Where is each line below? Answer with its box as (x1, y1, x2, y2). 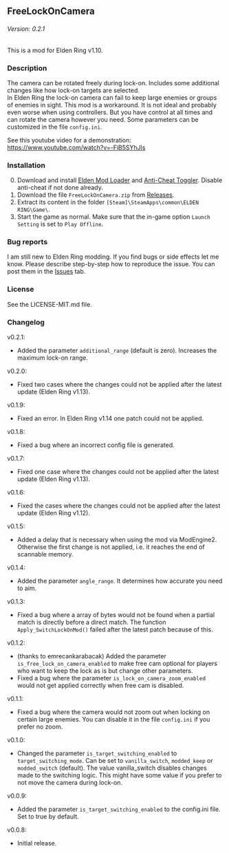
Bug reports (7, 237, 48, 247)
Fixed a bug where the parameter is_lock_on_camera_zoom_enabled (17, 674, 206, 682)
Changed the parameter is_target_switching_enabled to (17, 749, 177, 757)
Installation (7, 160, 46, 170)
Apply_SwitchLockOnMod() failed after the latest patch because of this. (17, 625, 213, 634)
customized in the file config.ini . (7, 122, 102, 131)
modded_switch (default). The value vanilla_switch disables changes (17, 764, 208, 773)
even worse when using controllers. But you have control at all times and (7, 108, 213, 116)
